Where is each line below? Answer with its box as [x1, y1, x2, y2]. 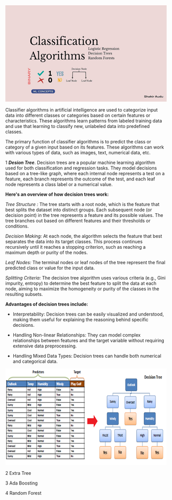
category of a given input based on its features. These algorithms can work [5, 144, 164, 150]
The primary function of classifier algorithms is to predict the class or [5, 139, 152, 144]
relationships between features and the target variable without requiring [12, 338, 165, 343]
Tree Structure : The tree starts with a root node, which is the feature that [5, 201, 160, 207]
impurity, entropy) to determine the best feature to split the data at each [5, 280, 157, 286]
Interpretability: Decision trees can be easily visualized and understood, [12, 311, 164, 317]
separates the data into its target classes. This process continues [5, 238, 143, 245]
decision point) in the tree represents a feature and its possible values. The [5, 212, 163, 218]
